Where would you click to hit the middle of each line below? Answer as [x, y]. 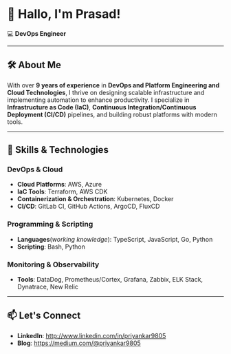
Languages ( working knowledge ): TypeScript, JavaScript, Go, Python [115, 239]
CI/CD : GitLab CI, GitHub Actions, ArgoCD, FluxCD [88, 207]
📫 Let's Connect [44, 316]
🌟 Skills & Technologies [58, 150]
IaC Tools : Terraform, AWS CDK [62, 191]
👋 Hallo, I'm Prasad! [64, 14]
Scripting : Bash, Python [51, 247]
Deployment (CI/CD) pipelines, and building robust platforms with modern [112, 114]
